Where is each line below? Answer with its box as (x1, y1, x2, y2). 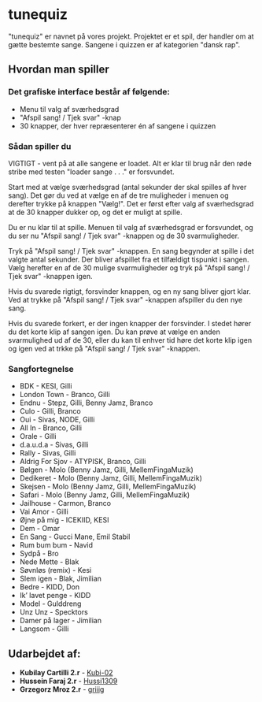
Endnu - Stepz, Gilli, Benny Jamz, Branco (19, 398, 153, 407)
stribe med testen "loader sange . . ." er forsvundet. (8, 167, 175, 176)
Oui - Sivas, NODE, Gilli (19, 415, 95, 425)
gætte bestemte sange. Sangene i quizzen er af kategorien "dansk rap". (8, 39, 241, 49)
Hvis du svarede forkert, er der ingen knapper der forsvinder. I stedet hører (8, 318, 252, 328)
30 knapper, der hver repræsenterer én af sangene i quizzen (19, 121, 216, 131)
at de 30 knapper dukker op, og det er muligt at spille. (8, 207, 183, 217)
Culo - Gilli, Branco (19, 407, 81, 416)
